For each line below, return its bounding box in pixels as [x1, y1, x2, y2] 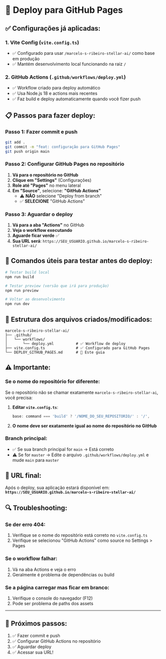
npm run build [5, 274, 35, 279]
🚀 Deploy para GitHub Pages [5, 4, 124, 16]
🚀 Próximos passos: [5, 619, 68, 628]
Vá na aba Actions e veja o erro [12, 566, 77, 572]
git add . [5, 139, 26, 145]
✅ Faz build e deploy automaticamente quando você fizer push [12, 96, 141, 102]
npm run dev [5, 302, 30, 307]
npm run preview [5, 288, 39, 293]
